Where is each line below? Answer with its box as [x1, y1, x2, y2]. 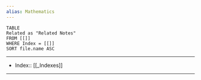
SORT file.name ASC [6, 46, 55, 52]
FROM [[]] [6, 35, 31, 41]
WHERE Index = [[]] [6, 40, 55, 46]
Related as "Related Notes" [6, 30, 77, 36]
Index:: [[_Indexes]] [14, 62, 63, 69]
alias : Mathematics [6, 8, 55, 15]
